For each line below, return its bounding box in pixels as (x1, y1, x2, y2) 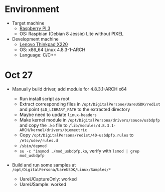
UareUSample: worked (19, 181, 66, 187)
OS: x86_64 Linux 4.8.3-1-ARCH (19, 46, 86, 52)
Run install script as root (19, 95, 70, 101)
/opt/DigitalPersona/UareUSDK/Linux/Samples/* (12, 167, 111, 172)
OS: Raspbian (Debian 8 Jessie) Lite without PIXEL (19, 30, 124, 36)
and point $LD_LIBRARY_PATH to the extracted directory (19, 106, 130, 112)
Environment (5, 3, 60, 15)
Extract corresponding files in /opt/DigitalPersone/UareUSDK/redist (19, 101, 161, 107)
